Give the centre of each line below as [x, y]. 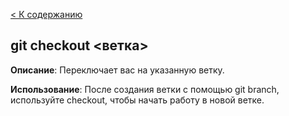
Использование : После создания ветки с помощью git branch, [145, 89]
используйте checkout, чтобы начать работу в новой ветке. [137, 100]
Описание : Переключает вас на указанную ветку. [117, 70]
